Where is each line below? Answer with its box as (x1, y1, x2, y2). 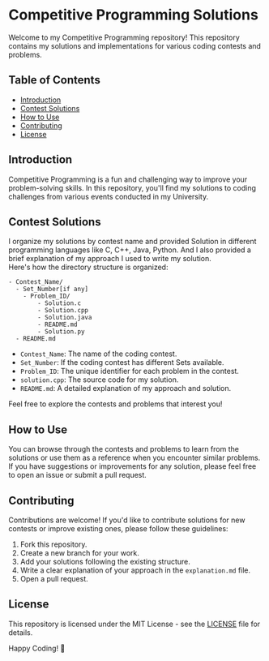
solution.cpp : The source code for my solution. (19, 375, 179, 384)
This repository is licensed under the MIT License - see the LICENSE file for (8, 619, 261, 629)
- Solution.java (37, 314, 92, 322)
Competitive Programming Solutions (8, 6, 259, 24)
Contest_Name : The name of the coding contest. (19, 349, 177, 358)
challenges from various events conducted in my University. (8, 191, 209, 201)
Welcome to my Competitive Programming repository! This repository (8, 32, 241, 42)
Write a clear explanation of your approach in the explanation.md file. (19, 565, 251, 575)
